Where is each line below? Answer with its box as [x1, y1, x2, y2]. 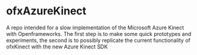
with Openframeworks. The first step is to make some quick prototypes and [6, 30, 192, 37]
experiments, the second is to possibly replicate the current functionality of [6, 36, 190, 44]
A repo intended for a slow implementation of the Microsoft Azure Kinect [6, 24, 185, 31]
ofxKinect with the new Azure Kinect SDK [6, 43, 108, 50]
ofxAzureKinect [6, 4, 87, 18]
